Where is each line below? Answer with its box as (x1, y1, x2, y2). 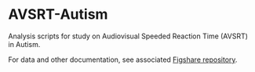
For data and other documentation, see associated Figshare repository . (8, 55, 238, 64)
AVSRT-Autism (8, 5, 108, 23)
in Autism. (8, 39, 41, 49)
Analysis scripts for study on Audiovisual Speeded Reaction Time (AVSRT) (8, 31, 249, 41)
